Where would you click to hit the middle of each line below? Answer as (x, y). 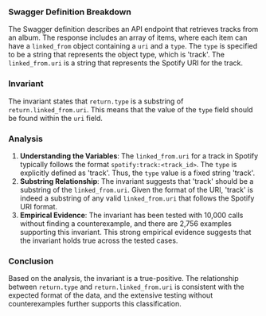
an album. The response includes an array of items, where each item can (128, 37)
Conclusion (31, 261)
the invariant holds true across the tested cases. (99, 240)
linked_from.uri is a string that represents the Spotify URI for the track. (125, 63)
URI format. (39, 206)
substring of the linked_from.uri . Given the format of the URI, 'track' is (136, 189)
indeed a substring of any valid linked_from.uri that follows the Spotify (137, 198)
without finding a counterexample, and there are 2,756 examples (126, 223)
